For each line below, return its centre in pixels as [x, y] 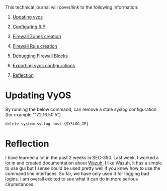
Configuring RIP [29, 27]
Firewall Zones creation [37, 36]
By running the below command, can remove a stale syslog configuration [81, 109]
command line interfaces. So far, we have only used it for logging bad [77, 173]
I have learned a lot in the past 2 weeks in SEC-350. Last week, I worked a [82, 157]
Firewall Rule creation [35, 46]
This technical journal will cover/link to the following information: [72, 7]
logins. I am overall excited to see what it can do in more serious [72, 179]
